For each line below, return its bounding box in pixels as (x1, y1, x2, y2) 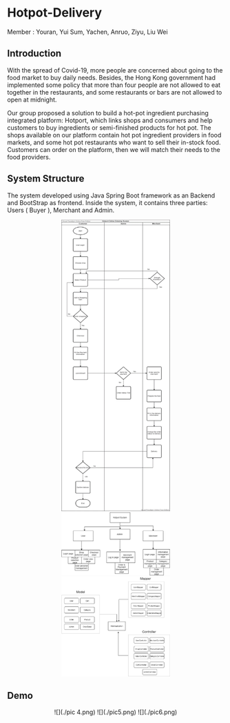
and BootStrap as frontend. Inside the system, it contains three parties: (7, 198, 208, 206)
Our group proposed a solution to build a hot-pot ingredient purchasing (7, 108, 209, 117)
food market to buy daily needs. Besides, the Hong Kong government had (7, 73, 216, 81)
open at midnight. (7, 95, 57, 104)
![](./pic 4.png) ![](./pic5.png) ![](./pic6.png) (54, 708, 178, 716)
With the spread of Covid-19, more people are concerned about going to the (7, 66, 223, 74)
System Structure (7, 173, 85, 184)
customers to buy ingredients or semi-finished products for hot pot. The (7, 123, 211, 132)
